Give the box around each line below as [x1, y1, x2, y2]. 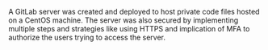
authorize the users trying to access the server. [8, 32, 166, 42]
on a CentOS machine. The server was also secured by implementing [8, 15, 239, 25]
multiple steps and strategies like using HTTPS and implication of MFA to [8, 24, 250, 33]
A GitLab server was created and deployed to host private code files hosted [8, 7, 260, 16]
